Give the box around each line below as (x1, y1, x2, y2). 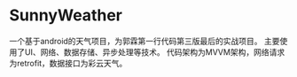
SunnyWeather (9, 5, 122, 26)
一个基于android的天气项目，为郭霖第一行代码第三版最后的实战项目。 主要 (9, 35, 281, 46)
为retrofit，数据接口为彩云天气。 (9, 58, 128, 68)
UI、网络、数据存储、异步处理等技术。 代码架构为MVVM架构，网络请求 (24, 46, 285, 58)
